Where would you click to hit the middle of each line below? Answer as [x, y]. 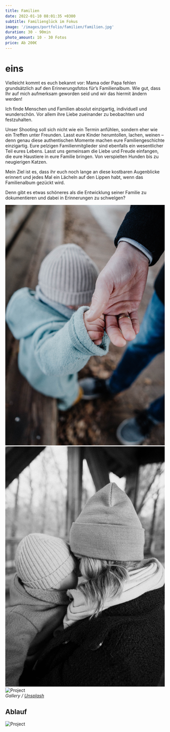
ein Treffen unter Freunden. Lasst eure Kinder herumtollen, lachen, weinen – [84, 135]
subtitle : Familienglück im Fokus [42, 21]
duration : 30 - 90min [28, 32]
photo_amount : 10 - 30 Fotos [36, 38]
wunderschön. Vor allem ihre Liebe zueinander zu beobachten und [75, 114]
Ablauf [16, 712]
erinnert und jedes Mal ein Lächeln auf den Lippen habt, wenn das [74, 177]
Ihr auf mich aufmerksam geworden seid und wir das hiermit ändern [76, 94]
